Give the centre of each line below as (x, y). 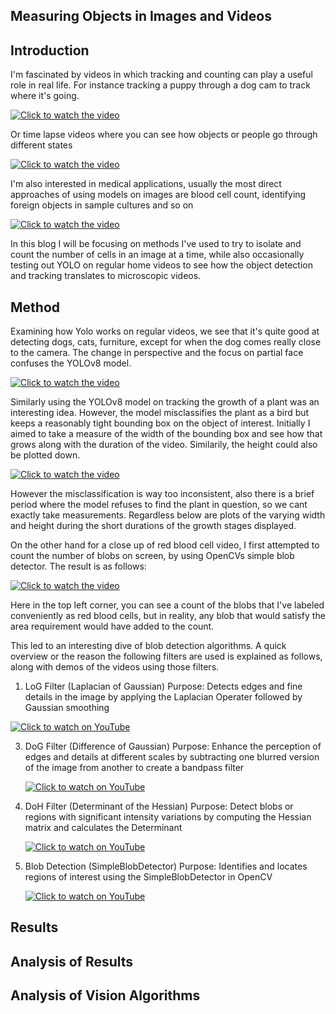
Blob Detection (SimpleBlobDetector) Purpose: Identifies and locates (166, 866)
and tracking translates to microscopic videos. (106, 276)
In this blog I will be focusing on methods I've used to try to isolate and (156, 244)
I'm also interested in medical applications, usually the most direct (146, 184)
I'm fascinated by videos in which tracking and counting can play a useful (161, 75)
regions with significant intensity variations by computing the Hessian (168, 817)
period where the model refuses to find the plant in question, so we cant (159, 505)
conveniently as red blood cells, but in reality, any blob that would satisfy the (168, 616)
